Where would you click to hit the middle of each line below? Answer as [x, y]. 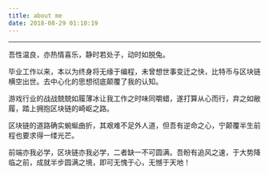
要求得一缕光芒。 [50, 135]
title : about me [35, 16]
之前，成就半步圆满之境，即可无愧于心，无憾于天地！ [102, 162]
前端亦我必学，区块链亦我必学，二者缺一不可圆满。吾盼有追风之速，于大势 [131, 152]
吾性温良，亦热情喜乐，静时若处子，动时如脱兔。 [89, 54]
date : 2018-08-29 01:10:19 [53, 23]
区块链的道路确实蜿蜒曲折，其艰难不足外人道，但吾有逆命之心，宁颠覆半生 [131, 125]
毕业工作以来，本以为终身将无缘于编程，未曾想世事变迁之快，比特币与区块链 [134, 71]
